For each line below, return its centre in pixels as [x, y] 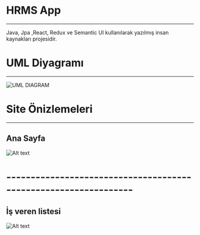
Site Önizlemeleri [49, 109]
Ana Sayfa [26, 139]
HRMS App [34, 10]
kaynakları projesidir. [32, 39]
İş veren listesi [34, 211]
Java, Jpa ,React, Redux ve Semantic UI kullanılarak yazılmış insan [87, 32]
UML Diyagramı [45, 63]
